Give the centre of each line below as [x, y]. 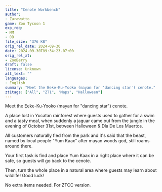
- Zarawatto [17, 19]
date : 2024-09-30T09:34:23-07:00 [40, 51]
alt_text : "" [19, 74]
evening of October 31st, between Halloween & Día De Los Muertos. [74, 126]
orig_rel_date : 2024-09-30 [33, 46]
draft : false [19, 64]
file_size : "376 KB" [26, 42]
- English [15, 83]
